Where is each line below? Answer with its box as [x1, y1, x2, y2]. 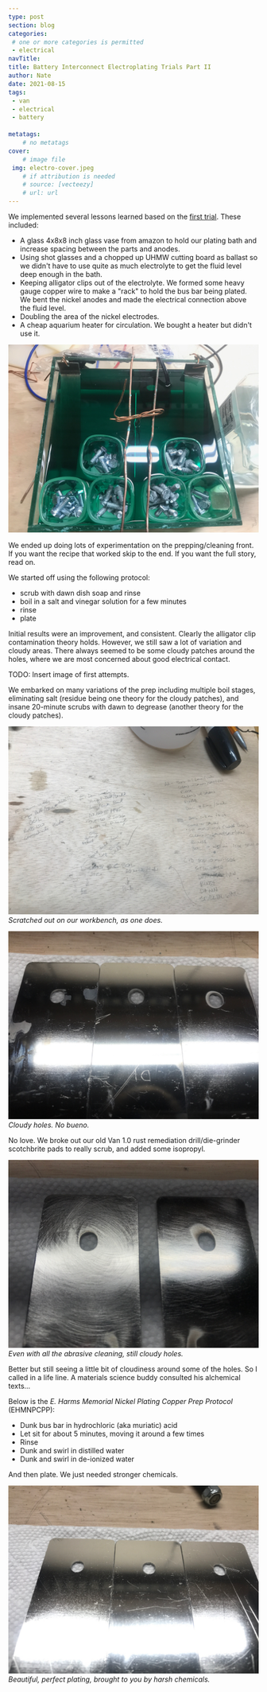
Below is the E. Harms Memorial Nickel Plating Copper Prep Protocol [8, 1397, 233, 1406]
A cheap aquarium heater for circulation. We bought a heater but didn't [19, 321, 253, 329]
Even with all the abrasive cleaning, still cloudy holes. [8, 1349, 184, 1358]
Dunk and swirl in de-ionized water [19, 1454, 135, 1464]
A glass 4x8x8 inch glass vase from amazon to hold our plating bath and [19, 235, 257, 245]
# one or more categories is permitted [11, 38, 145, 46]
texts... [8, 1381, 31, 1391]
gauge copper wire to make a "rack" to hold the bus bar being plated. [19, 286, 248, 296]
